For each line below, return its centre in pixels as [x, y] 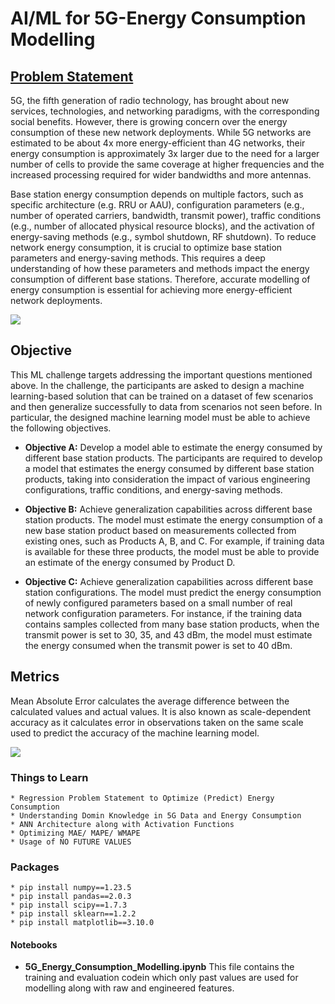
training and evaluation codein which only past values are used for [161, 978]
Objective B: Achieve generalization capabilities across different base [168, 509]
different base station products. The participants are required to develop [173, 458]
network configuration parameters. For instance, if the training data [163, 613]
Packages [35, 867]
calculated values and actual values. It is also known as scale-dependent [161, 711]
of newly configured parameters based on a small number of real [158, 603]
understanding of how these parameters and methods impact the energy [160, 268]
